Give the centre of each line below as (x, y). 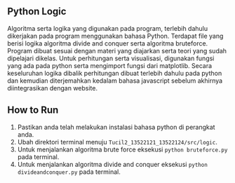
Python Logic (37, 12)
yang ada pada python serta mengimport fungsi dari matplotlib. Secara (110, 65)
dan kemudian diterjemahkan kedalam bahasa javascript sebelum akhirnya (115, 81)
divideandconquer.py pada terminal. (69, 172)
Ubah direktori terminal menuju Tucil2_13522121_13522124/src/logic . (117, 142)
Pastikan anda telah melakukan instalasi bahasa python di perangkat (116, 127)
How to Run (33, 110)
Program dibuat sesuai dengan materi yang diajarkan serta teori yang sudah (117, 50)
